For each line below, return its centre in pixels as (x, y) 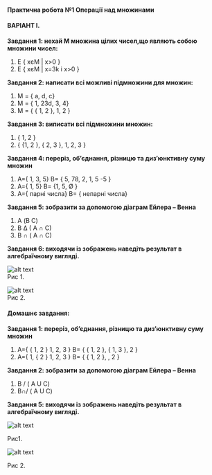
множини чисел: (33, 48)
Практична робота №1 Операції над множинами (81, 10)
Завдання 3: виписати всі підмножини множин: (80, 124)
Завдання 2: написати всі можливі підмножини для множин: (100, 82)
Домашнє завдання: (38, 313)
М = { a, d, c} (36, 96)
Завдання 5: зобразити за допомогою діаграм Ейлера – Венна (101, 207)
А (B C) (27, 220)
